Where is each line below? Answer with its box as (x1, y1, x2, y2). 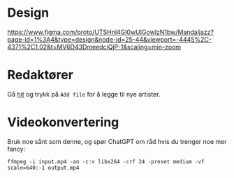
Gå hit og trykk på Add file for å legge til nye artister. (7, 90, 161, 98)
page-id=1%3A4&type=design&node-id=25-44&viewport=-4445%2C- (7, 35, 212, 43)
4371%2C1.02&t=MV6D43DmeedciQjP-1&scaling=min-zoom (7, 42, 182, 51)
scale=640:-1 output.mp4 (7, 164, 80, 171)
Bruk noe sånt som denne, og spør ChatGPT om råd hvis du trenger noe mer (7, 137, 227, 145)
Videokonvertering (7, 115, 119, 130)
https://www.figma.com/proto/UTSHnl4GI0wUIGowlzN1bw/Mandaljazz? (7, 28, 214, 36)
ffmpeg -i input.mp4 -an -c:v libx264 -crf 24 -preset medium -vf (7, 158, 205, 165)
